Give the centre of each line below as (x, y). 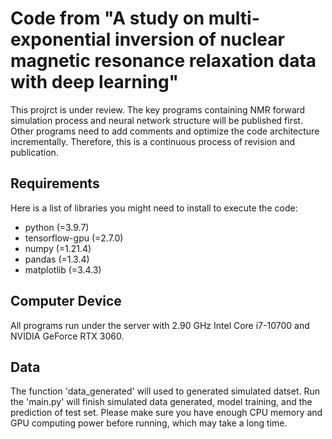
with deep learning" (95, 82)
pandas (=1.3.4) (57, 259)
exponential (61, 39)
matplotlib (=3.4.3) (63, 269)
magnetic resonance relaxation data (163, 61)
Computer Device (66, 301)
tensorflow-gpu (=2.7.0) (74, 238)
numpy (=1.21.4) (58, 248)
